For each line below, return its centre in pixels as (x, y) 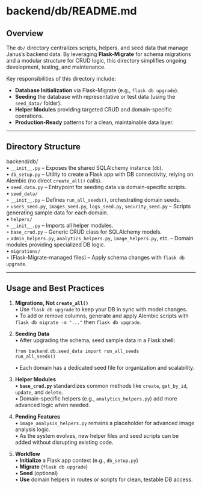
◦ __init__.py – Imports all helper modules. (60, 225)
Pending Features (38, 416)
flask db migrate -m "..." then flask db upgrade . (78, 322)
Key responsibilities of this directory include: (61, 79)
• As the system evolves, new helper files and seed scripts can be (97, 435)
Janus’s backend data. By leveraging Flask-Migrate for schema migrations (99, 54)
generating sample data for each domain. (57, 213)
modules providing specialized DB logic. (56, 244)
